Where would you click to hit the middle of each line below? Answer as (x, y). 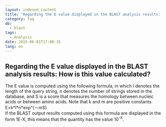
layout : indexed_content (31, 10)
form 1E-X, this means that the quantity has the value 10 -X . (65, 119)
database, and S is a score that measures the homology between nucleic (80, 96)
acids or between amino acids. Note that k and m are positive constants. (79, 102)
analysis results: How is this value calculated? (78, 74)
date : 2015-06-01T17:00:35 (33, 42)
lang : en (14, 46)
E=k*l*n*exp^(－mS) (26, 108)
